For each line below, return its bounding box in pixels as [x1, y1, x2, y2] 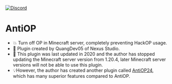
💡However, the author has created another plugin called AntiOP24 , [12, 67, 154, 73]
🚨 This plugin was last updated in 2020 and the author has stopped [12, 51, 155, 57]
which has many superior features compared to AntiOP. [12, 73, 130, 79]
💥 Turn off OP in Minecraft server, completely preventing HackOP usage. [12, 39, 167, 46]
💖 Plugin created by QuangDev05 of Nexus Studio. [12, 45, 120, 51]
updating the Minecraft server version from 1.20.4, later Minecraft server [12, 56, 166, 62]
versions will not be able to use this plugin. [12, 61, 103, 68]
